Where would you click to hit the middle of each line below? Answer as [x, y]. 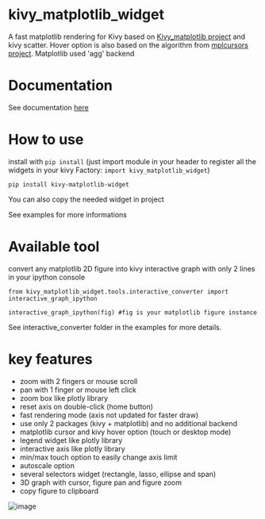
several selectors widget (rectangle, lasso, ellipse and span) [118, 474]
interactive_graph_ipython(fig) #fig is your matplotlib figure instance [133, 312]
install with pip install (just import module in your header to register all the [132, 161]
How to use [46, 140]
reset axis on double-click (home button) [86, 406]
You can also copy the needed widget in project [86, 199]
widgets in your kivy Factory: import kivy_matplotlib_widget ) [109, 170]
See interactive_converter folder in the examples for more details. [115, 327]
